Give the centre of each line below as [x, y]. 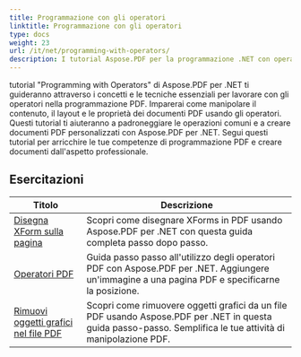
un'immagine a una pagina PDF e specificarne [183, 279]
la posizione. [113, 291]
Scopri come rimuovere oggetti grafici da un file [187, 305]
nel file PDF [38, 333]
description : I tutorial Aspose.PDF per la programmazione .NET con [140, 59]
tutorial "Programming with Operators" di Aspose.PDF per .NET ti [129, 85]
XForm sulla [39, 231]
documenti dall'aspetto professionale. [79, 152]
